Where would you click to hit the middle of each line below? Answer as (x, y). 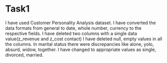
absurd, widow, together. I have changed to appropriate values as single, (81, 49)
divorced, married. (24, 55)
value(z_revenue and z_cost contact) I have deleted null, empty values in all (84, 39)
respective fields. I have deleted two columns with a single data (71, 33)
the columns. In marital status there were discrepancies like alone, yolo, (79, 44)
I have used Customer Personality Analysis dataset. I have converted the (81, 23)
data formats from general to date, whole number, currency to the (73, 28)
